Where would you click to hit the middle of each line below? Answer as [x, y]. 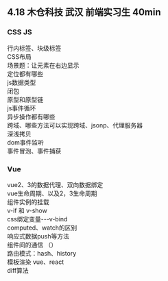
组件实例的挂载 [28, 201]
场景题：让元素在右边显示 [43, 65]
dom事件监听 [26, 142]
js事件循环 [22, 108]
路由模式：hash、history [42, 253]
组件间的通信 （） [32, 245]
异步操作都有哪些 [31, 117]
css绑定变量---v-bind [37, 219]
